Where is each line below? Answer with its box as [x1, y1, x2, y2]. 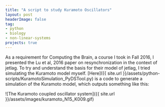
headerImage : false [5, 17, 47, 22]
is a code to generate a [94, 75, 143, 81]
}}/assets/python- [122, 70, 160, 76]
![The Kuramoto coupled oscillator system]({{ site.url [5, 90, 115, 96]
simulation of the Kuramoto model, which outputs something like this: [5, 81, 149, 87]
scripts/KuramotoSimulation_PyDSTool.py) [5, 75, 94, 81]
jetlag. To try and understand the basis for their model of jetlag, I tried [5, 65, 150, 71]
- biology [5, 31, 26, 36]
